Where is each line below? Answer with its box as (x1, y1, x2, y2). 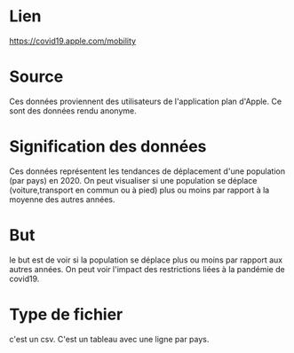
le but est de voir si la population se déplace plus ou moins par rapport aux (9, 255, 282, 265)
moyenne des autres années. (9, 193, 115, 205)
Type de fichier (9, 304, 123, 325)
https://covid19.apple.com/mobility (9, 35, 136, 46)
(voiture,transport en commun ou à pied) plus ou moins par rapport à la (9, 184, 270, 195)
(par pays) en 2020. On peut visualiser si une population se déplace (9, 175, 258, 185)
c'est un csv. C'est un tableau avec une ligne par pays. (9, 333, 210, 344)
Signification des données (9, 137, 207, 157)
